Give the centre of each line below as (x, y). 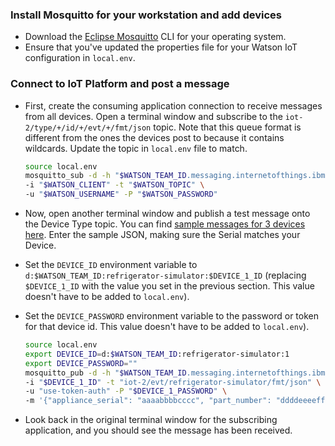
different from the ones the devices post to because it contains (154, 137)
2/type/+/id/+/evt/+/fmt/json (88, 128)
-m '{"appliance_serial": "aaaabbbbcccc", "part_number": (148, 401)
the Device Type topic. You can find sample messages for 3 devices (165, 224)
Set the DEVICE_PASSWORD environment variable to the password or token (172, 316)
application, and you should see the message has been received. (158, 430)
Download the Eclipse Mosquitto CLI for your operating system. (155, 37)
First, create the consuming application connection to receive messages (173, 105)
